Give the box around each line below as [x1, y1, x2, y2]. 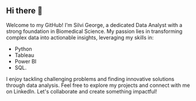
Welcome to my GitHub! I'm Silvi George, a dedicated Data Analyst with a [6, 21, 183, 28]
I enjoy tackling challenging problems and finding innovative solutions [6, 75, 175, 82]
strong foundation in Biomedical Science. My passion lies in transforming [6, 28, 183, 35]
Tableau [14, 51, 35, 59]
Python [14, 45, 32, 52]
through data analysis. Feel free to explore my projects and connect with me [6, 82, 190, 89]
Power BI [14, 58, 37, 65]
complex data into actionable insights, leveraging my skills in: [6, 33, 154, 41]
